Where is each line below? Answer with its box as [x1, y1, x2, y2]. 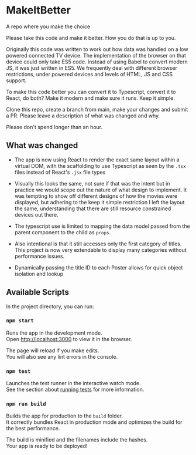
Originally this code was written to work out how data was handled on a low [6, 45, 188, 53]
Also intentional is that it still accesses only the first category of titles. [14, 240, 182, 247]
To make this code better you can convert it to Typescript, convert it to [6, 88, 176, 95]
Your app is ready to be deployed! [6, 443, 88, 450]
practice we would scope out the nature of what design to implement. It [14, 186, 187, 193]
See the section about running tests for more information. [6, 386, 145, 393]
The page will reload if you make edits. [6, 347, 99, 354]
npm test [6, 368, 31, 375]
